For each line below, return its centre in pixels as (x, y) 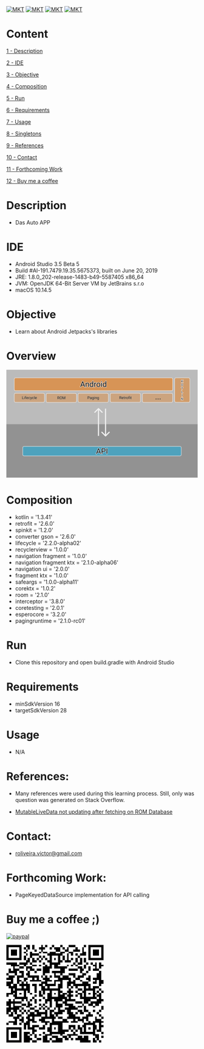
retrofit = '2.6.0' (35, 524)
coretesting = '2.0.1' (40, 608)
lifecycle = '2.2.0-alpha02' (48, 543)
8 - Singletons (24, 134)
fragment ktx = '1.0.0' (42, 576)
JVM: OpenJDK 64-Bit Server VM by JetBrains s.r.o (80, 283)
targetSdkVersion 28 (41, 710)
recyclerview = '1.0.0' (42, 550)
